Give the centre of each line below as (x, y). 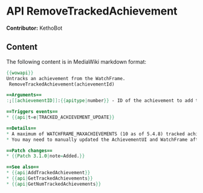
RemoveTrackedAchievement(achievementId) (62, 84)
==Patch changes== (29, 151)
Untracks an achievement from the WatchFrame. (66, 78)
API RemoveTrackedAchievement (92, 11)
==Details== (21, 128)
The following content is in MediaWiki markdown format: (76, 61)
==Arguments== (24, 95)
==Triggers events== (32, 112)
